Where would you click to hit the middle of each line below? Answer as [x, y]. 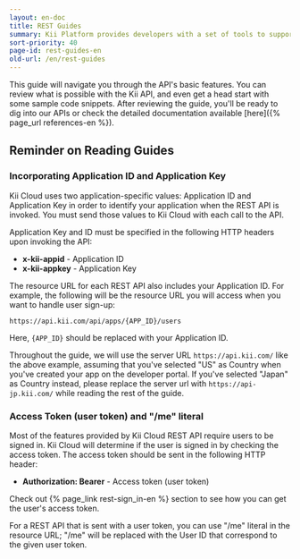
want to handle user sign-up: [62, 304]
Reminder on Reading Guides [92, 151]
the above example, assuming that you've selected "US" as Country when [145, 364]
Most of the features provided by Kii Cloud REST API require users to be [142, 436]
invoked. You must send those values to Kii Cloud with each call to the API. [146, 215]
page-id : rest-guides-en [55, 51]
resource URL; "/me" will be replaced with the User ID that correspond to [143, 535]
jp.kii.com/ [31, 394]
